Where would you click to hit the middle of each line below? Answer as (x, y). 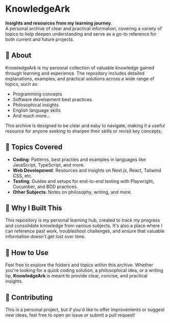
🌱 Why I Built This (34, 208)
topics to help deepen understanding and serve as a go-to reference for (81, 34)
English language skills (37, 110)
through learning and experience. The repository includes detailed (75, 73)
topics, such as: (22, 84)
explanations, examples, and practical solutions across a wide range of (80, 78)
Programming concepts (37, 94)
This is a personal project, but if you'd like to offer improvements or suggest (85, 309)
